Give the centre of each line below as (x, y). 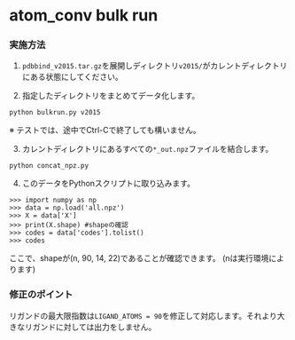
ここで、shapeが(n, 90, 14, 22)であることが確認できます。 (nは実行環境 (139, 258)
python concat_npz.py (49, 166)
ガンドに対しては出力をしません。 (94, 327)
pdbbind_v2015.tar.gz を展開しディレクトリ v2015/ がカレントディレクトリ (155, 66)
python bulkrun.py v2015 (55, 113)
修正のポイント (41, 295)
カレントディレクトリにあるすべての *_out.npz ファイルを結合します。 (147, 149)
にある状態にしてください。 (72, 77)
